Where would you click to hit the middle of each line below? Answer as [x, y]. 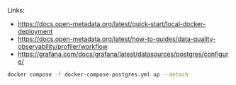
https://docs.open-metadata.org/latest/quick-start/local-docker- [112, 24]
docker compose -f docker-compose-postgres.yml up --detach [98, 74]
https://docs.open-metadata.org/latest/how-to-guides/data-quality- [117, 39]
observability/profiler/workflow [63, 46]
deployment [35, 32]
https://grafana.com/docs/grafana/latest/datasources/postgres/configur [123, 54]
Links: [16, 10]
